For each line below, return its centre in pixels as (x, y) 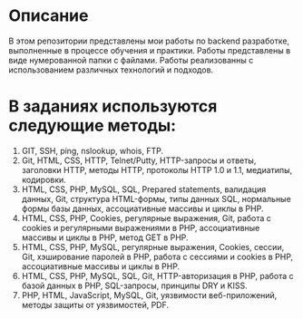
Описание (49, 16)
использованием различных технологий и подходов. (111, 70)
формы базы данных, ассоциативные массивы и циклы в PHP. (142, 208)
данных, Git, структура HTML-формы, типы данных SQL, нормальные (156, 198)
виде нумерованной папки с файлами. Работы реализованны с (131, 60)
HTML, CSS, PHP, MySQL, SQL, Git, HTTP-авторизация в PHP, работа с (157, 275)
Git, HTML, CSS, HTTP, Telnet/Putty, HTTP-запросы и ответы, (139, 160)
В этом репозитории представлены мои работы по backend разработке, (149, 41)
